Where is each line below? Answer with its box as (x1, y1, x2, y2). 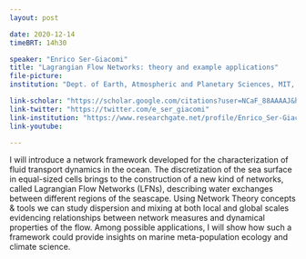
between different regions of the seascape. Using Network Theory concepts (9, 193, 296, 204)
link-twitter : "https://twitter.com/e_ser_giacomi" (9, 105, 209, 114)
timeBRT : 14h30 (9, 38, 67, 47)
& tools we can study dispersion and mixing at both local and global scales (9, 203, 290, 214)
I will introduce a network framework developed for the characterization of (9, 154, 289, 165)
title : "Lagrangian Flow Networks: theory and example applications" (9, 63, 280, 73)
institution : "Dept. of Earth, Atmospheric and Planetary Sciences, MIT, (9, 80, 296, 89)
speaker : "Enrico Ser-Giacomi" (9, 55, 128, 64)
